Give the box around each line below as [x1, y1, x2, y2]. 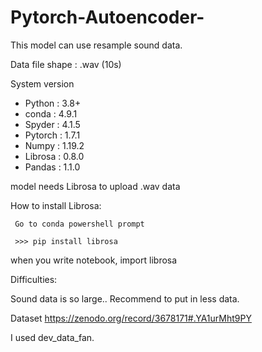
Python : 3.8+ [24, 97, 82, 109]
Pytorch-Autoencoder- [10, 6, 205, 29]
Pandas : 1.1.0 [24, 161, 81, 173]
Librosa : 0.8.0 [24, 150, 85, 162]
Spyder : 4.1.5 [24, 118, 81, 130]
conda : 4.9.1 [24, 107, 78, 120]
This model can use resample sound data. [10, 39, 183, 51]
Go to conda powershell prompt [14, 219, 145, 229]
